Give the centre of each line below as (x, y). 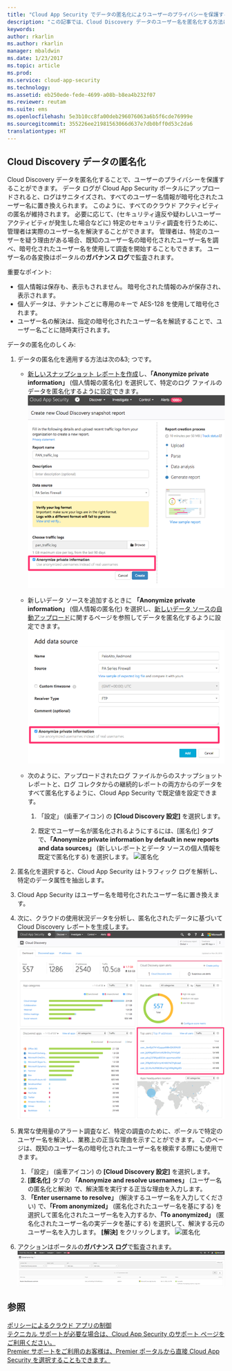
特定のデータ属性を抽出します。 (62, 880)
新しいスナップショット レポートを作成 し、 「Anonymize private (118, 374)
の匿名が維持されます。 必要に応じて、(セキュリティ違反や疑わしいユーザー (114, 214)
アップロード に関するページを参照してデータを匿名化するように (124, 617)
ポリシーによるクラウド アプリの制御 (59, 1325)
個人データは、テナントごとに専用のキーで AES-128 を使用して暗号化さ (118, 304)
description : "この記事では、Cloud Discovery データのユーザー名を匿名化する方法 (115, 22)
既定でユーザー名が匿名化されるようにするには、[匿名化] (119, 831)
